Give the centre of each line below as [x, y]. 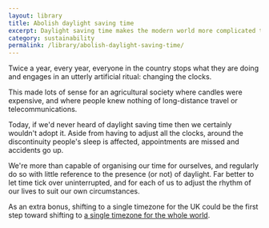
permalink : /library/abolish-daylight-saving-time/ [96, 46]
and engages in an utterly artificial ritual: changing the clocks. [110, 77]
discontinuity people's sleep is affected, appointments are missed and [124, 142]
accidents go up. [36, 150]
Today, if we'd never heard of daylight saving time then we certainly [120, 125]
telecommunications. [43, 110]
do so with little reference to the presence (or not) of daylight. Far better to [131, 174]
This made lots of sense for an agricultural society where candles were [125, 92]
